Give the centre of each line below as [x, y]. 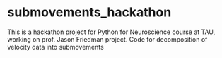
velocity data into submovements [55, 47]
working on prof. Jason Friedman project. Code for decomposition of [107, 39]
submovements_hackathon [89, 12]
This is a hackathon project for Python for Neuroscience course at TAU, [111, 32]
